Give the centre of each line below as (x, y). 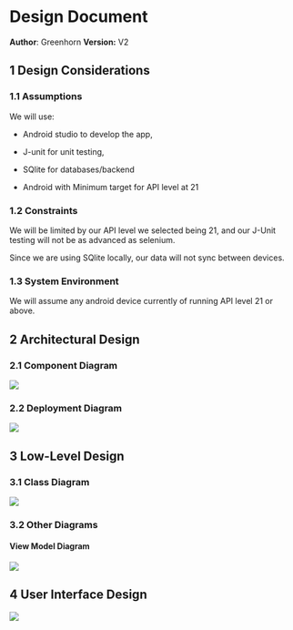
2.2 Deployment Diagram (66, 408)
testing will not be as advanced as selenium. (92, 239)
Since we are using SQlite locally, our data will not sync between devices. (147, 258)
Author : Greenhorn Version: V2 (69, 42)
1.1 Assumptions (46, 97)
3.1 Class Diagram (50, 482)
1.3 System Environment (65, 281)
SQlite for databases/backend (78, 169)
